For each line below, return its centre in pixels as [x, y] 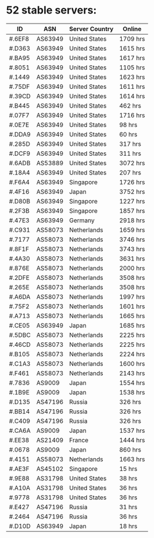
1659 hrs [132, 230]
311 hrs [130, 153]
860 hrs [130, 449]
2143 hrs [132, 373]
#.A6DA [20, 296]
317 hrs [130, 143]
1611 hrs [132, 86]
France [79, 440]
